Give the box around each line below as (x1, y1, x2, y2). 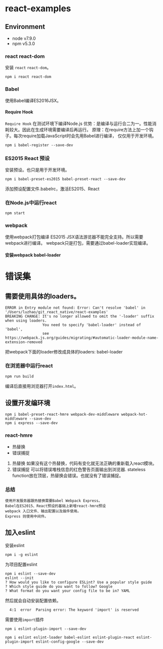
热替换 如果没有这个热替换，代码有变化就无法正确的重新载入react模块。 (12, 460, 157, 466)
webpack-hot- (121, 412, 148, 417)
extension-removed (5, 340, 43, 345)
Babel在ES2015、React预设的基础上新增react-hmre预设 (5, 503, 106, 508)
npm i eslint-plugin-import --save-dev (5, 626, 87, 631)
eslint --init (5, 575, 34, 580)
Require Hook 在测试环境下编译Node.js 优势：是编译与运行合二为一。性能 (5, 121, 153, 126)
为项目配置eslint (5, 561, 38, 567)
